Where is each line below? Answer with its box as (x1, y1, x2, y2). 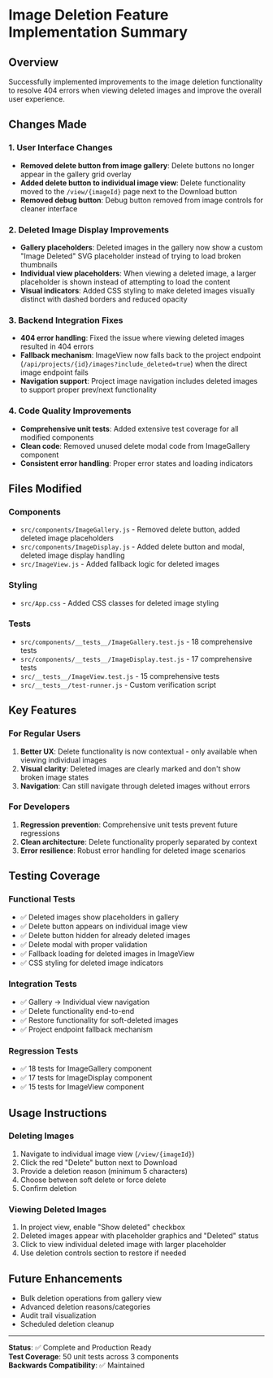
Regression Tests (8, 1045, 79, 1056)
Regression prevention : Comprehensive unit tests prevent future (19, 819, 238, 829)
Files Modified (8, 481, 83, 495)
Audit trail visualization (19, 1311, 97, 1320)
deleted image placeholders (19, 533, 114, 543)
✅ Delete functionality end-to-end (19, 1006, 135, 1015)
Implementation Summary (8, 23, 188, 41)
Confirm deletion (19, 1183, 77, 1193)
